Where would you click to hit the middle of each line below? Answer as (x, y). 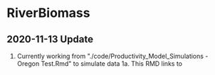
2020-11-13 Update (50, 39)
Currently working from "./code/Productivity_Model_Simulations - (112, 56)
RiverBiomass (48, 13)
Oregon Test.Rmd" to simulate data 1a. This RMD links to (100, 64)
